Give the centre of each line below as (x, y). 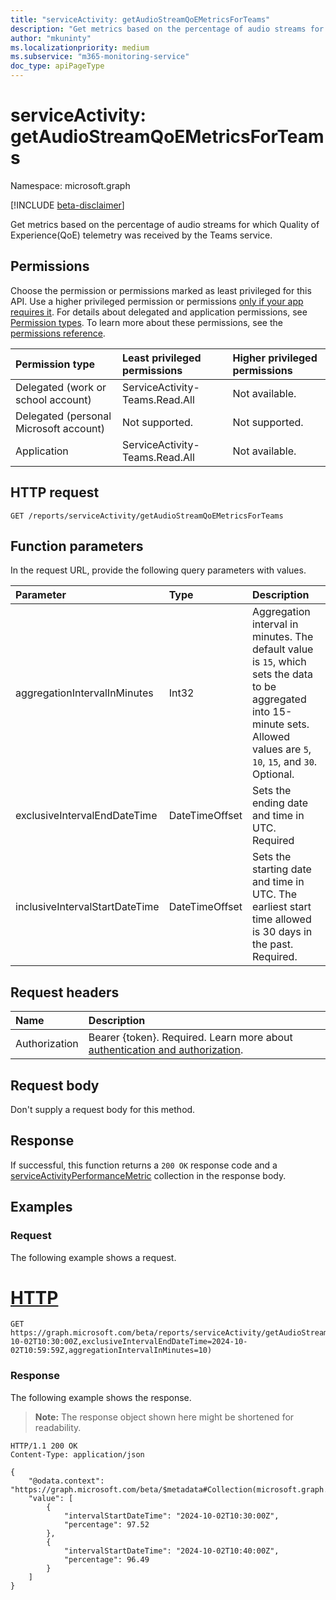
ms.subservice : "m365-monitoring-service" (100, 57)
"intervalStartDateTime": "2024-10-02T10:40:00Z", (171, 1551)
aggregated (279, 699)
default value (282, 649)
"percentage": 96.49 (106, 1559)
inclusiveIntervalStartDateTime (87, 907)
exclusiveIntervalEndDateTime (86, 816)
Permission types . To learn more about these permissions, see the (146, 322)
